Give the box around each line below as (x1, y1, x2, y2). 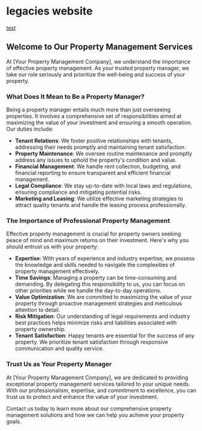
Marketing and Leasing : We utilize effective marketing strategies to (14, 195, 183, 202)
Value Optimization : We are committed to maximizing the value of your (14, 294, 192, 301)
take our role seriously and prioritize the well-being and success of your (6, 71, 185, 78)
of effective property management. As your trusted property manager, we (6, 64, 189, 71)
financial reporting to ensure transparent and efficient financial (14, 169, 171, 177)
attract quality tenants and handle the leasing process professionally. (14, 202, 187, 209)
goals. (6, 418, 22, 425)
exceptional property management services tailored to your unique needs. (6, 380, 191, 387)
